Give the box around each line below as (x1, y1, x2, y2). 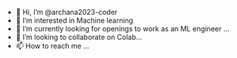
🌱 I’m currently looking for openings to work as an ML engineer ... (15, 24, 230, 33)
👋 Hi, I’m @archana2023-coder (15, 8, 118, 16)
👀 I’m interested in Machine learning (15, 16, 133, 25)
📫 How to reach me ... (15, 42, 90, 50)
